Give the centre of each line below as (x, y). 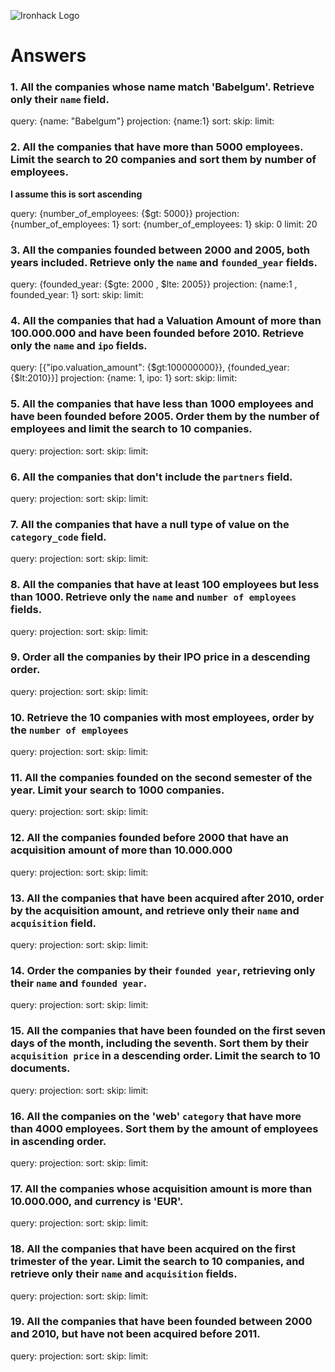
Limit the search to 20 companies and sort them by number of (163, 160)
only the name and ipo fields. (79, 345)
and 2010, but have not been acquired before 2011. (135, 1334)
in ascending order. (58, 1141)
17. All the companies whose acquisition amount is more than (161, 1188)
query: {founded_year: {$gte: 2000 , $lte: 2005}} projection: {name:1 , (154, 284)
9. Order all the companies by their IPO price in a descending (160, 657)
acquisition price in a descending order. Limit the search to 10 (165, 1056)
